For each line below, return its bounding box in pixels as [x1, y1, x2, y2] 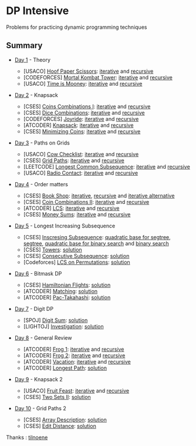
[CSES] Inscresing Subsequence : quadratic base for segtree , [23, 233, 171, 240]
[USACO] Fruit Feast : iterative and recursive [23, 387, 130, 394]
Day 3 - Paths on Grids [14, 139, 70, 146]
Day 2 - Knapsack [14, 91, 59, 98]
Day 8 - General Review [14, 334, 72, 341]
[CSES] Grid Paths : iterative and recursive [23, 157, 124, 164]
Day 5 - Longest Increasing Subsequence [14, 222, 116, 229]
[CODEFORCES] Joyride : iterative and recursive [23, 115, 139, 122]
